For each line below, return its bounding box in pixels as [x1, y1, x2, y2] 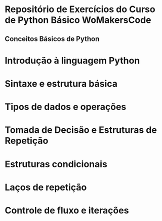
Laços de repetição [5, 181, 87, 193]
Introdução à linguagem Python [5, 55, 140, 66]
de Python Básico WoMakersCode [5, 14, 151, 26]
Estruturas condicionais [5, 158, 107, 170]
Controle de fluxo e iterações [5, 204, 129, 216]
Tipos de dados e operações [5, 101, 127, 113]
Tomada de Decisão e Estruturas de [5, 124, 157, 136]
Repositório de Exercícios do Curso [5, 4, 155, 15]
